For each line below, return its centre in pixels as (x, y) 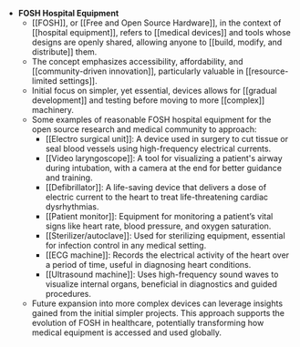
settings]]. (78, 81)
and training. (69, 178)
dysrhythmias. (72, 207)
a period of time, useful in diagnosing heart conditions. (148, 265)
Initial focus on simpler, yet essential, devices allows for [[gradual (154, 91)
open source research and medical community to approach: (144, 129)
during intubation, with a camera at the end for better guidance (164, 168)
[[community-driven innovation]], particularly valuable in (138, 71)
